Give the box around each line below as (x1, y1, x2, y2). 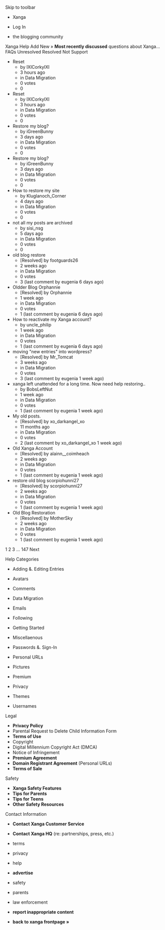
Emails (12, 605, 27, 611)
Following (12, 615, 33, 621)
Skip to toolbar (5, 5, 36, 10)
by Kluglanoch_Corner (20, 193, 66, 199)
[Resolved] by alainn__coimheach (20, 451, 90, 456)
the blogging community (12, 34, 64, 39)
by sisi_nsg (20, 225, 44, 231)
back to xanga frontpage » (12, 919, 69, 924)
